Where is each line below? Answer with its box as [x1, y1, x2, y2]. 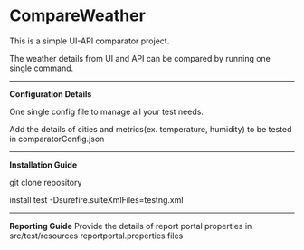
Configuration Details [9, 88, 92, 100]
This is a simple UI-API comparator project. [9, 35, 170, 46]
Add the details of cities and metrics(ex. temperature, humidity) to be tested [9, 123, 292, 134]
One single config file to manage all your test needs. [9, 106, 204, 117]
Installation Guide [9, 159, 78, 170]
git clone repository [9, 177, 82, 187]
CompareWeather [9, 5, 147, 26]
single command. [9, 62, 74, 73]
